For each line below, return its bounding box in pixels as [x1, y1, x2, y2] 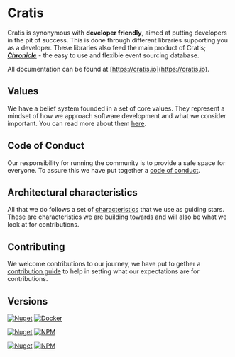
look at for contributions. [7, 220, 80, 229]
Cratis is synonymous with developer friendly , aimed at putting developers [7, 28, 227, 37]
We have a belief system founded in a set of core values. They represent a [7, 104, 225, 113]
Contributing [7, 241, 65, 253]
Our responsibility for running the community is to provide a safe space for [7, 158, 226, 167]
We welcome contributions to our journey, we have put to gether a [7, 260, 201, 268]
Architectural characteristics [7, 186, 138, 198]
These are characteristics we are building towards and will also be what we [7, 212, 227, 221]
